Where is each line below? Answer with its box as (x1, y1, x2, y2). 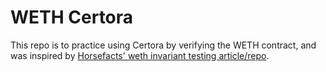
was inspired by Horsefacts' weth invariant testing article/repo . (10, 49, 270, 61)
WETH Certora (10, 6, 134, 29)
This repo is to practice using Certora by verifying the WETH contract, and (10, 39, 317, 51)
